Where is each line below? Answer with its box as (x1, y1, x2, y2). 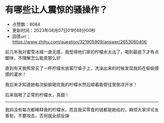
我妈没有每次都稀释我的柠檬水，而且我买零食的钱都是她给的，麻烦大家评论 (5, 107, 155, 112)
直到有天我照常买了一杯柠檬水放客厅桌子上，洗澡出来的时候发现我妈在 (5, 65, 146, 71)
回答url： (12, 33, 31, 39)
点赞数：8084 (12, 21, 41, 27)
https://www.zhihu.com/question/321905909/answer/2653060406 (12, 39, 147, 45)
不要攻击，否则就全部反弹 (18, 112, 69, 119)
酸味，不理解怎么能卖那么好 (5, 55, 61, 61)
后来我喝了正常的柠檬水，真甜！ (5, 92, 69, 97)
